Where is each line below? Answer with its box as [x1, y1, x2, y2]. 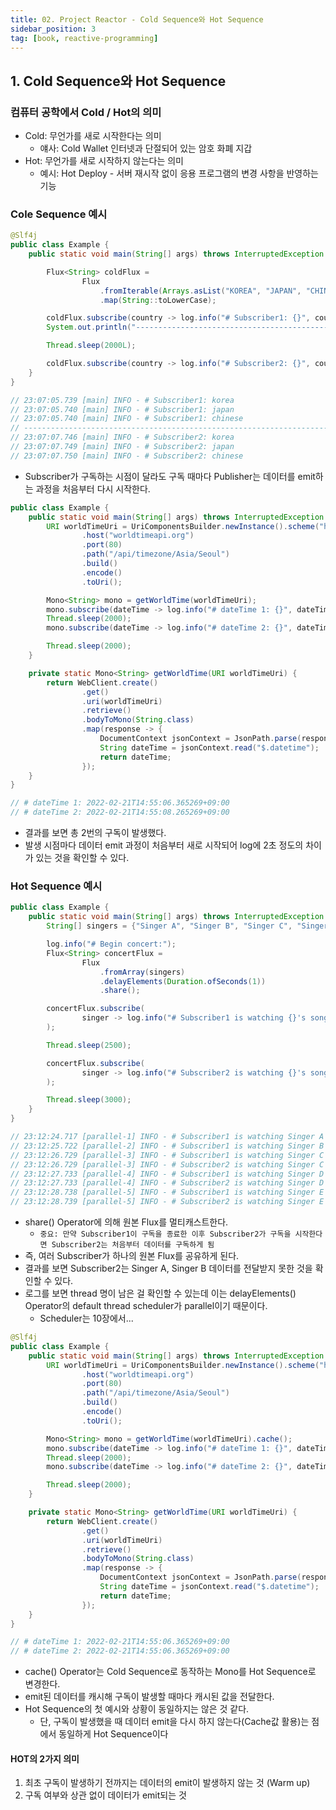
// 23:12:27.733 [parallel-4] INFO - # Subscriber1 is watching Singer [10, 1169, 315, 1179]
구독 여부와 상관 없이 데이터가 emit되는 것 [24, 1789, 187, 1801]
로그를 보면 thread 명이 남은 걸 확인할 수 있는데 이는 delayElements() [24, 1287, 297, 1300]
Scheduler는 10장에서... [39, 1312, 134, 1325]
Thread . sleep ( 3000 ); [46, 1095, 132, 1105]
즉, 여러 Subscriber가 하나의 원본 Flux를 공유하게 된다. [24, 1250, 240, 1262]
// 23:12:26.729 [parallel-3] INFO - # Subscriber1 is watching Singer [10, 1150, 315, 1160]
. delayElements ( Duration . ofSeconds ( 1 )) [99, 976, 267, 986]
